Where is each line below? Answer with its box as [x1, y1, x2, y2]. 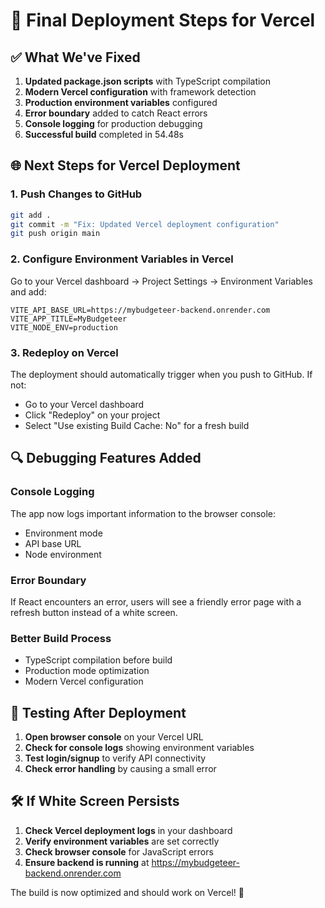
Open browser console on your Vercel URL [24, 731, 204, 743]
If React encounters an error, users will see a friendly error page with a [10, 595, 302, 608]
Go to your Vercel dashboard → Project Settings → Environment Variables [10, 275, 313, 287]
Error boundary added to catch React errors [24, 107, 208, 119]
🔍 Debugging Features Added [10, 450, 202, 467]
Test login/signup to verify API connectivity [24, 752, 207, 764]
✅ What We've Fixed [10, 49, 141, 66]
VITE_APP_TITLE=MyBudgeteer [10, 314, 128, 324]
